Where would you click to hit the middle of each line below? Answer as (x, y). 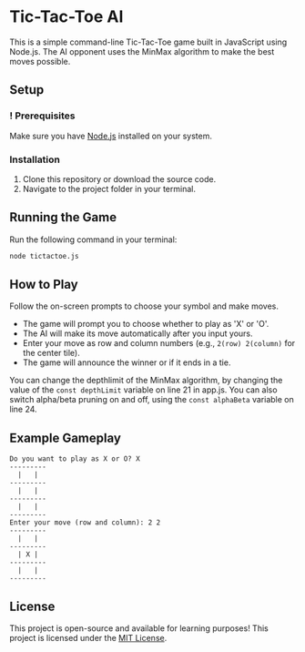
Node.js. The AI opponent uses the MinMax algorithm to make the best (142, 51)
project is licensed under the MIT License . (88, 638)
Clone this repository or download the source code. (119, 178)
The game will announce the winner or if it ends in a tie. (127, 362)
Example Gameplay (65, 438)
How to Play (44, 285)
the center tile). (51, 353)
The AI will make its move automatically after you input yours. (137, 333)
